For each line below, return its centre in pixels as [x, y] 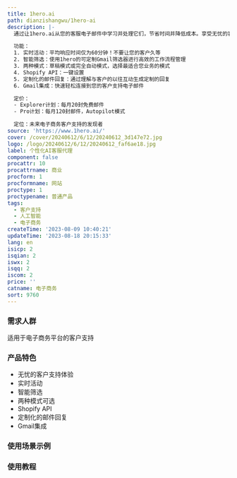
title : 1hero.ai [31, 14]
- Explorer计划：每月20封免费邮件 [59, 105]
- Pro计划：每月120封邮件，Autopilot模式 [69, 112]
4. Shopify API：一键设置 [49, 72]
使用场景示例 [29, 446]
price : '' [22, 282]
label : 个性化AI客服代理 [40, 150]
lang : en [20, 242]
